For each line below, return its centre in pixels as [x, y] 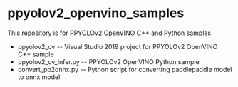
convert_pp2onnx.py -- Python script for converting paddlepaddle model [125, 69]
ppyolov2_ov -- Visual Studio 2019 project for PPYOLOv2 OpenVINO [118, 46]
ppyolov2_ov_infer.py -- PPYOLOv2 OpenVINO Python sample [108, 61]
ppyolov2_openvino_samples [96, 13]
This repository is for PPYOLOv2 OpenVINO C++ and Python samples [109, 33]
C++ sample [36, 54]
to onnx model [39, 77]
